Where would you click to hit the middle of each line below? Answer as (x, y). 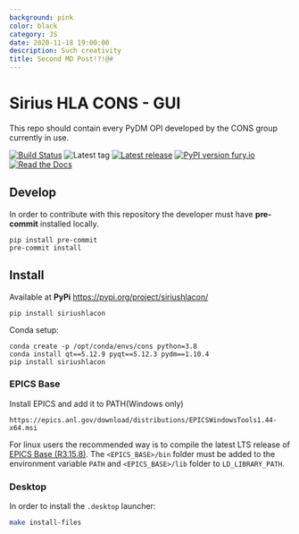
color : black (33, 26)
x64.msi (24, 428)
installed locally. (70, 224)
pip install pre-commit (54, 240)
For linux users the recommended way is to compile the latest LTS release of (149, 445)
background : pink (42, 17)
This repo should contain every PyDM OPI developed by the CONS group (144, 128)
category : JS (33, 34)
